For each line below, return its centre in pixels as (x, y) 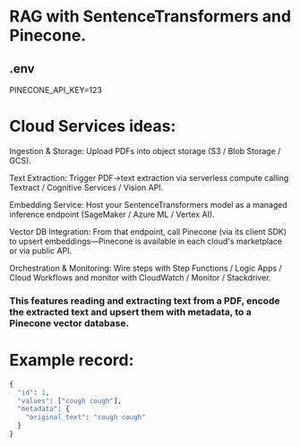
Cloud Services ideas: (93, 126)
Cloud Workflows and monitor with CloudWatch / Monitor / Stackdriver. (140, 277)
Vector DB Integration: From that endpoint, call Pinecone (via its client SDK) (148, 231)
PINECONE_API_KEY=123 (56, 90)
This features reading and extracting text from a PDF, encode (145, 300)
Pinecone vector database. (69, 322)
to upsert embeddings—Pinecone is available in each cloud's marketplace (146, 241)
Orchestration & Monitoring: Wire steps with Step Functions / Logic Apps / (146, 268)
